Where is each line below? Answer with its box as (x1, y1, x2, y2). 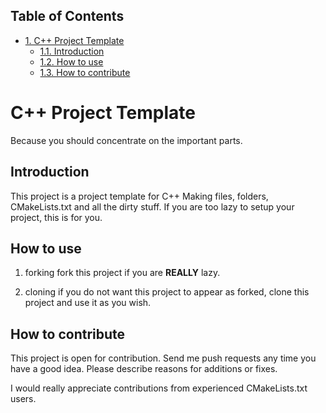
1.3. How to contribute (39, 66, 131, 78)
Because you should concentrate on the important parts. (10, 134, 243, 146)
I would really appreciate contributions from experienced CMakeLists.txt (10, 382, 308, 394)
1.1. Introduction (39, 45, 105, 57)
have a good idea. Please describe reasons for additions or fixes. (10, 363, 278, 375)
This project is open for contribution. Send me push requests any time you (10, 352, 317, 364)
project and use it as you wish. (24, 297, 152, 309)
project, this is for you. (10, 211, 103, 223)
